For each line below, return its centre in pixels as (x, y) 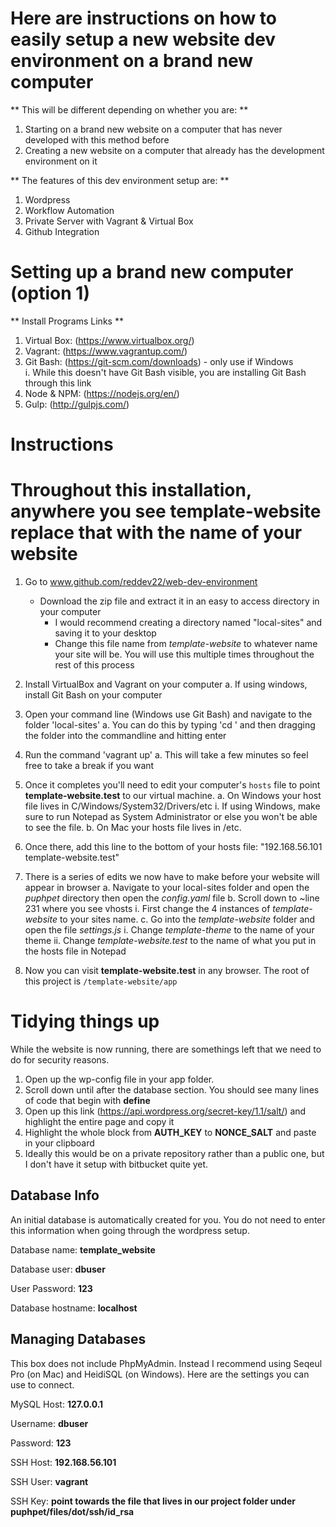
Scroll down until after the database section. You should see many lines (172, 1089)
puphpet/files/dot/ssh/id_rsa (72, 1511)
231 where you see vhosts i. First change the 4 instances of (147, 908)
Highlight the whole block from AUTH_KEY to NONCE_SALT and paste (170, 1132)
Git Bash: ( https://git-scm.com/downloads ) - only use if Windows (159, 361)
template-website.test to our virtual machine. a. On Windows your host (173, 795)
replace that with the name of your (156, 533)
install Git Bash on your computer (93, 695)
